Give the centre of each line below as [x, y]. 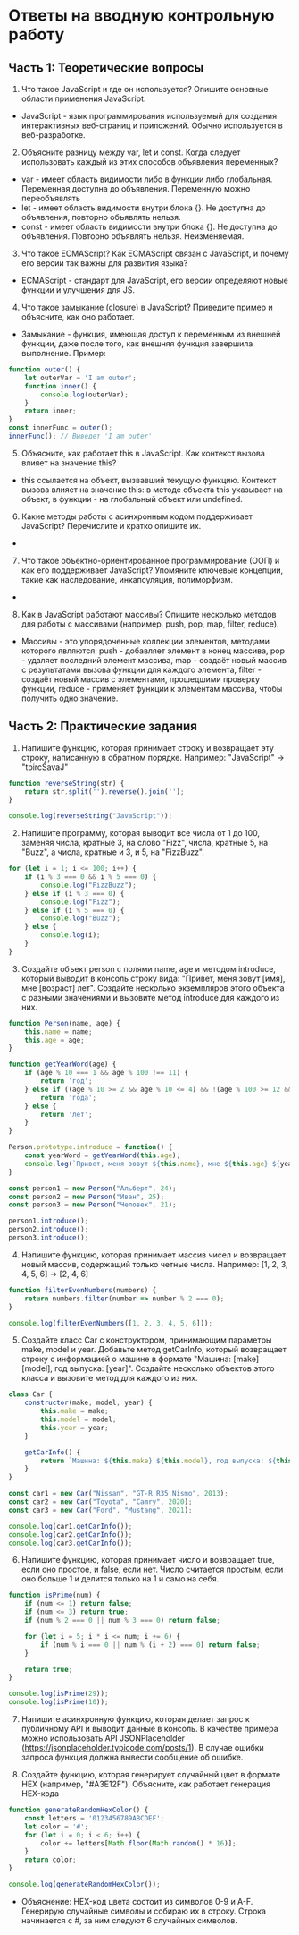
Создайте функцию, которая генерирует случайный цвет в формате [151, 1775]
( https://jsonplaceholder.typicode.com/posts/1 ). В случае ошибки [142, 1748]
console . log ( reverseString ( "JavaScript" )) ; [91, 816]
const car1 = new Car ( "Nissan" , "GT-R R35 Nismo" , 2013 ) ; [118, 1494]
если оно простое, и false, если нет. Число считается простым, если [152, 1569]
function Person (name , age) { [65, 1023]
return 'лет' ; [66, 1114]
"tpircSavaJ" [45, 767]
